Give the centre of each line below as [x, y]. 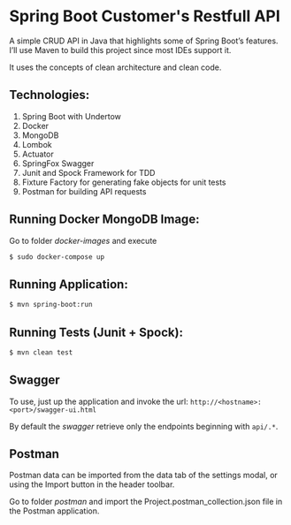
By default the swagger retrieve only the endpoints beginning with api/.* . [144, 426]
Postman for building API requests [84, 191]
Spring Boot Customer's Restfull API [145, 16]
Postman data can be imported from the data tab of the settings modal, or [144, 476]
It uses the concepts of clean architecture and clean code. [115, 67]
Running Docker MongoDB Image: [104, 220]
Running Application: [69, 284]
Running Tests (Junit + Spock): [96, 332]
